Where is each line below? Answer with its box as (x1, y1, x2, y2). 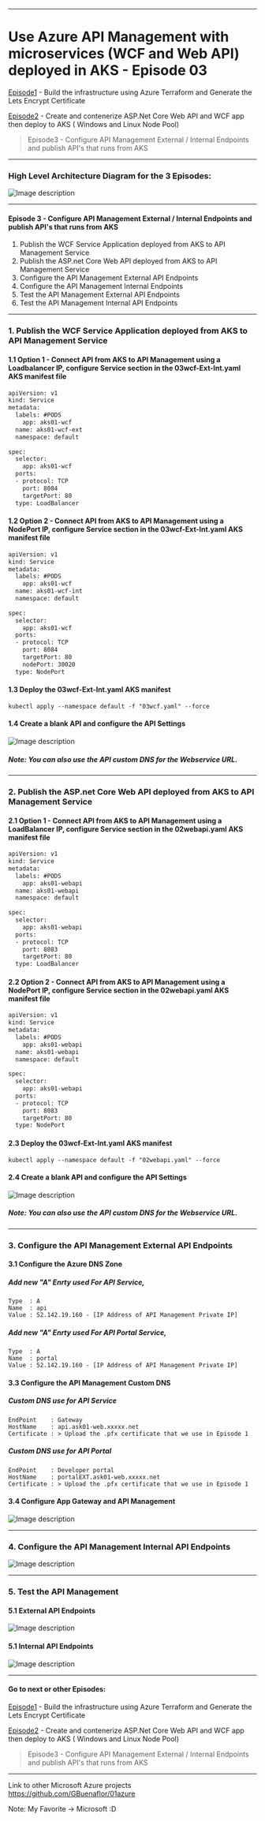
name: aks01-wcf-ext (15, 425, 83, 434)
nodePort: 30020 (22, 660, 77, 668)
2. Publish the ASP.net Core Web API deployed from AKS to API (8, 786, 255, 797)
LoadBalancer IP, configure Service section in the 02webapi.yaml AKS (8, 824, 244, 833)
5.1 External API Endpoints (8, 1606, 96, 1615)
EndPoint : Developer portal (8, 1466, 114, 1474)
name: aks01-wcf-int (15, 587, 83, 596)
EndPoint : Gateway (8, 1415, 83, 1424)
